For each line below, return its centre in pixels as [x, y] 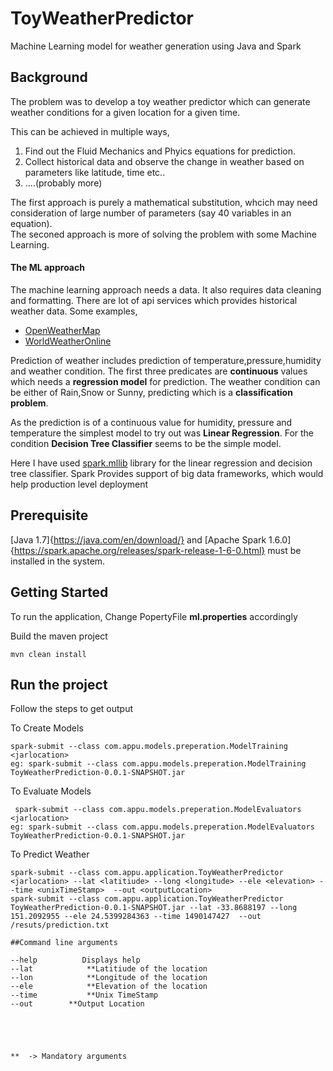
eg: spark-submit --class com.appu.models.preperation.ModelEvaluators [162, 827]
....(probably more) [63, 183]
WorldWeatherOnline [68, 341]
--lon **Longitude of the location [109, 978]
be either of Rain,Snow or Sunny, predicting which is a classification [151, 392]
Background [49, 77]
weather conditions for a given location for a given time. [125, 112]
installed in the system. [58, 561]
